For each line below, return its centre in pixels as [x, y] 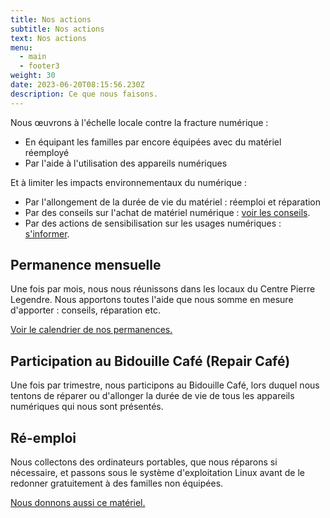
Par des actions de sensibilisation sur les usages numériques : [153, 223]
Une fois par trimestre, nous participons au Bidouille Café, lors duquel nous [165, 385]
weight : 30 [33, 76]
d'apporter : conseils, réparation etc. [85, 310]
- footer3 [39, 66]
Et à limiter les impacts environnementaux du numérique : [129, 182]
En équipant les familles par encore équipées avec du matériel [153, 142]
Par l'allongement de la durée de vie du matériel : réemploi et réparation [173, 202]
